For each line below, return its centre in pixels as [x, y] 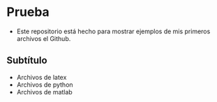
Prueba [28, 12]
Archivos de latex [42, 77]
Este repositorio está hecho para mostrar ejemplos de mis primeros [113, 31]
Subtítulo [27, 61]
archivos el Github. [44, 38]
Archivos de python [45, 85]
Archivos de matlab [44, 92]
